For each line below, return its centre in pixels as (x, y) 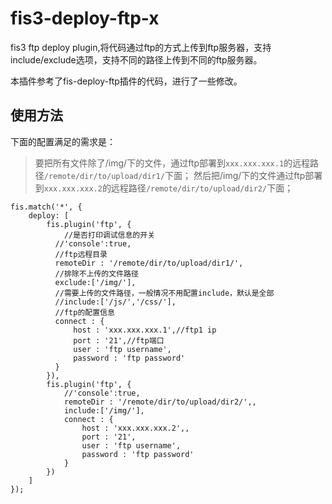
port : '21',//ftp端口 (119, 340)
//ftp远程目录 (81, 254)
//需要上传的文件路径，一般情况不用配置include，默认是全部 (164, 293)
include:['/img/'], (104, 410)
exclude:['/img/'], (95, 282)
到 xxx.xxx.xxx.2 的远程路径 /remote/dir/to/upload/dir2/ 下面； (164, 188)
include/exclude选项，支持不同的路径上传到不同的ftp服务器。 (136, 59)
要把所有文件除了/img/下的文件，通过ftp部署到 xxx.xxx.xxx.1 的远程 (172, 163)
